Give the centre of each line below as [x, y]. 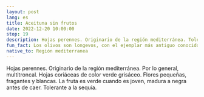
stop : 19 [17, 34]
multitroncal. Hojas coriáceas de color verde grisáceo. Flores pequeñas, [97, 74]
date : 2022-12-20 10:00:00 [40, 29]
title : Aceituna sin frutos [42, 23]
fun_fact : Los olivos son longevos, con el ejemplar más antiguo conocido [103, 46]
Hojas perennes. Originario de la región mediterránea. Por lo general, [93, 68]
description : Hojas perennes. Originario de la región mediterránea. [96, 40]
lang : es [17, 17]
